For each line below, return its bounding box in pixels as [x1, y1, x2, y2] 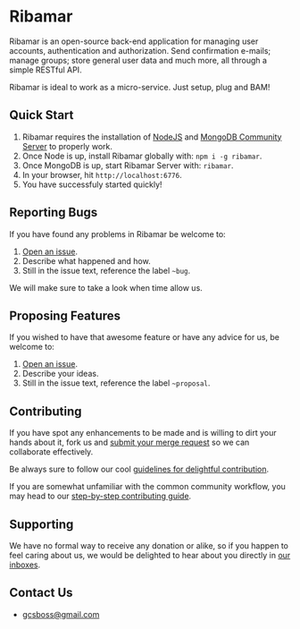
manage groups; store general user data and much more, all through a [9, 55, 268, 65]
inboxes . [9, 559, 41, 570]
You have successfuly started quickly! [21, 179, 162, 190]
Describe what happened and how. [21, 255, 151, 266]
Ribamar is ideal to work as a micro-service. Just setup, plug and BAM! [9, 81, 271, 92]
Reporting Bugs [9, 205, 98, 220]
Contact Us [9, 585, 73, 600]
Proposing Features [9, 308, 121, 323]
